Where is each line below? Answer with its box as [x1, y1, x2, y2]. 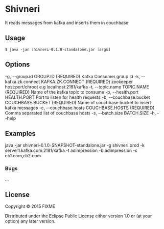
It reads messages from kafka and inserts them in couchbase [5, 20, 129, 26]
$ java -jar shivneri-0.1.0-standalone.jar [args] [5, 47, 111, 52]
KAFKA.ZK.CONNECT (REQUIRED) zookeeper [41, 79, 133, 85]
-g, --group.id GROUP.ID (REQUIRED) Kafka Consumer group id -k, [5, 73, 141, 79]
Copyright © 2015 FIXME [5, 203, 55, 209]
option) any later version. [5, 218, 55, 224]
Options [5, 60, 30, 69]
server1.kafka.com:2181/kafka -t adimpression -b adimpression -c [5, 147, 138, 153]
